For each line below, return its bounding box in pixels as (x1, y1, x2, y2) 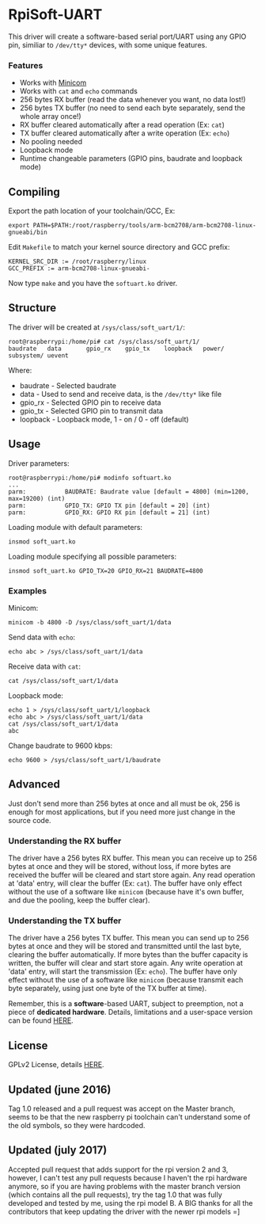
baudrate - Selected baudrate (19, 380, 117, 390)
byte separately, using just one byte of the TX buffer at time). (8, 984, 207, 993)
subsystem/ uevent (8, 351, 69, 360)
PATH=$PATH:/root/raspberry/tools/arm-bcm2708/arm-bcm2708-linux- (32, 222, 257, 230)
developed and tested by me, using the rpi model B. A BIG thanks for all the (8, 1198, 253, 1207)
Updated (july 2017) (8, 1143, 108, 1157)
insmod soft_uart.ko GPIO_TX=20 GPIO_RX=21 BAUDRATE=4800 (8, 566, 203, 575)
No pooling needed (19, 137, 83, 147)
